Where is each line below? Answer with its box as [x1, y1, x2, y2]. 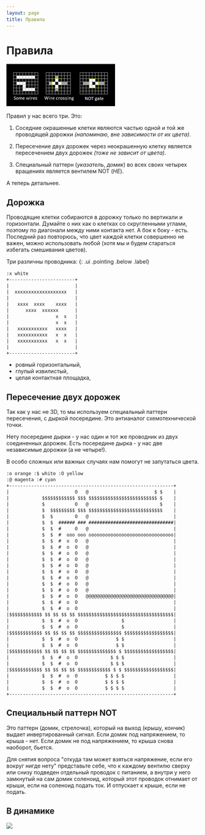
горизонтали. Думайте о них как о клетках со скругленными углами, [6, 220, 188, 227]
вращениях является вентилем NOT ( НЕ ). [15, 167, 124, 175]
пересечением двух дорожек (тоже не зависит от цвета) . [15, 149, 166, 156]
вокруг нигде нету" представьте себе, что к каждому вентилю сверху [6, 762, 190, 769]
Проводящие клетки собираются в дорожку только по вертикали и [6, 213, 183, 221]
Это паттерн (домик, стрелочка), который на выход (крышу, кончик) [6, 724, 185, 731]
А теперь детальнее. [6, 180, 61, 187]
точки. [6, 421, 23, 429]
